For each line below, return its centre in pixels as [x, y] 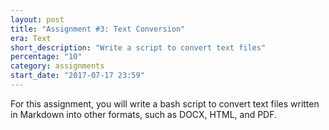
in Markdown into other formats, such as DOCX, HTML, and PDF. [144, 114]
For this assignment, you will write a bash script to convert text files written [165, 103]
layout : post [37, 19]
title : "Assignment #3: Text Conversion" [98, 29]
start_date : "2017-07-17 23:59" [77, 76]
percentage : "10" [46, 57]
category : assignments [57, 66]
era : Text [31, 38]
